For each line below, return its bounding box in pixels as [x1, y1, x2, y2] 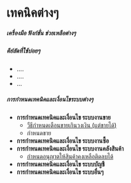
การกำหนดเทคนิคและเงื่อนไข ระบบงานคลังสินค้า [16, 144, 124, 152]
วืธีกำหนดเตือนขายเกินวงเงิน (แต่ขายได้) [26, 121, 117, 129]
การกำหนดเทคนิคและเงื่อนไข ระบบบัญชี [16, 159, 105, 168]
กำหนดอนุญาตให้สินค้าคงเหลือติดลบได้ [26, 152, 114, 160]
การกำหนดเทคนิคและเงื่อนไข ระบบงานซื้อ [16, 137, 110, 145]
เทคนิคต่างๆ [6, 5, 59, 21]
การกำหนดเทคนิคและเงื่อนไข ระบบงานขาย [16, 113, 111, 121]
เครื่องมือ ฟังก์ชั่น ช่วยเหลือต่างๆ [6, 28, 77, 37]
